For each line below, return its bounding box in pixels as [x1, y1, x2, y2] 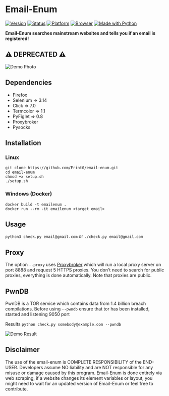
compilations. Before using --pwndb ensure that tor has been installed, [5, 305, 150, 312]
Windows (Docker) [5, 190, 52, 197]
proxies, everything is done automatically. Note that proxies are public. [5, 272, 152, 279]
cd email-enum [5, 170, 35, 175]
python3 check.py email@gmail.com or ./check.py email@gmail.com [5, 233, 143, 240]
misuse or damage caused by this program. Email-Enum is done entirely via [5, 370, 162, 376]
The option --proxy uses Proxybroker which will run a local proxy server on [5, 262, 161, 268]
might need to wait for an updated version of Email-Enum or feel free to [5, 380, 154, 386]
